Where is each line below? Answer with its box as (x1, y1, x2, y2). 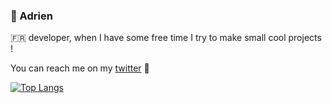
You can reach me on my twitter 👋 (10, 62, 150, 74)
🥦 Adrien (10, 9, 53, 23)
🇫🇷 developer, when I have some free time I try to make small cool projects (10, 32, 322, 44)
